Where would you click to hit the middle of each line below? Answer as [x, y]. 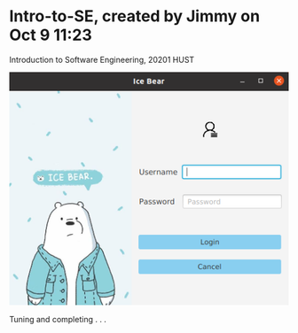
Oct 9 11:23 [51, 35]
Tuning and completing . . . [58, 320]
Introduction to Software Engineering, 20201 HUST [102, 59]
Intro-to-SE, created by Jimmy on [134, 16]
